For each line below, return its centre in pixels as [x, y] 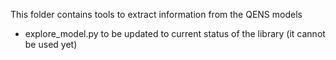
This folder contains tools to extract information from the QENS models [156, 14]
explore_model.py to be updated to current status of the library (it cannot [175, 33]
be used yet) [51, 44]
